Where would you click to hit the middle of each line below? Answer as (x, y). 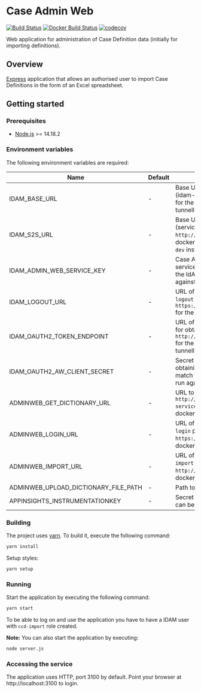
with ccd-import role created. (42, 626)
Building (19, 522)
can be (185, 504)
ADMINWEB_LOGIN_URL (44, 434)
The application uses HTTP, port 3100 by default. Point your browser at (94, 677)
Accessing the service (39, 664)
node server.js (25, 648)
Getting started (35, 104)
